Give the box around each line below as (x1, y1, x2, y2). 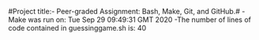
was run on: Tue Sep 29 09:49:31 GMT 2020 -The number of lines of (27, 15, 251, 24)
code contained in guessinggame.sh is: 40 (8, 24, 147, 32)
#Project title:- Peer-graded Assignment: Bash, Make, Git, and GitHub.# (8, 7, 241, 16)
